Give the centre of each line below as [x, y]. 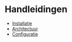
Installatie [22, 23]
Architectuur [25, 28]
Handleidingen [36, 9]
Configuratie [25, 34]
